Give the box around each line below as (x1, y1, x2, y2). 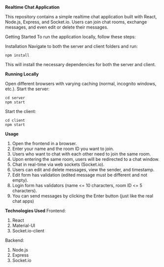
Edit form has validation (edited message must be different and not (12, 172, 147, 178)
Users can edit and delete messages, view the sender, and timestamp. (12, 167, 155, 172)
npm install (5, 53, 29, 58)
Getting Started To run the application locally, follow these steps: (5, 34, 136, 39)
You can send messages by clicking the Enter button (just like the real (12, 193, 154, 199)
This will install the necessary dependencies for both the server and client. (5, 62, 156, 67)
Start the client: (5, 109, 36, 114)
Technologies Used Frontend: (5, 208, 66, 214)
